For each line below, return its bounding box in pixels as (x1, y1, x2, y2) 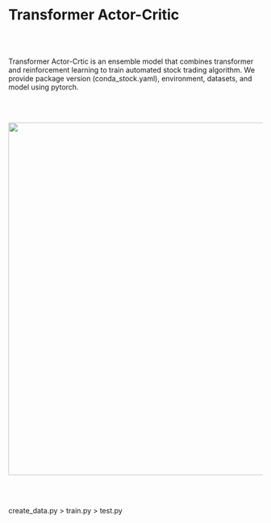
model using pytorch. (8, 82, 79, 92)
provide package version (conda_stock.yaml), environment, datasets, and (8, 73, 252, 83)
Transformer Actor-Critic (8, 6, 180, 24)
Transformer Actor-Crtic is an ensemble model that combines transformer (8, 56, 254, 66)
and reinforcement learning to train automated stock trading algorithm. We (8, 64, 256, 74)
